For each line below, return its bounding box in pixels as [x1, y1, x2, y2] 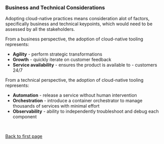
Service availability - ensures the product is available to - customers [12, 62, 157, 68]
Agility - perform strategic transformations [12, 51, 103, 57]
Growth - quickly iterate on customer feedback [12, 57, 112, 63]
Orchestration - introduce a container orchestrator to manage [12, 98, 143, 104]
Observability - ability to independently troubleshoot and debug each [12, 108, 159, 115]
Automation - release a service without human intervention [12, 92, 137, 99]
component [12, 114, 37, 120]
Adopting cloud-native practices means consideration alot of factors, [5, 16, 150, 22]
